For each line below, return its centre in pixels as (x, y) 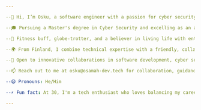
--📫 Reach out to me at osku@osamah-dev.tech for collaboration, (90, 71)
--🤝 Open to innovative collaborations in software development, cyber (97, 60)
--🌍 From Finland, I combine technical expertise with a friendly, (92, 49)
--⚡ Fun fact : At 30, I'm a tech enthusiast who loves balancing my (93, 93)
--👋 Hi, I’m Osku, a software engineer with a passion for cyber (89, 17)
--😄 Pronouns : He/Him (34, 82)
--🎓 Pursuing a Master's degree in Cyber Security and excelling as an (98, 27)
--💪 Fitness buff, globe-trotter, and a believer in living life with (96, 39)
